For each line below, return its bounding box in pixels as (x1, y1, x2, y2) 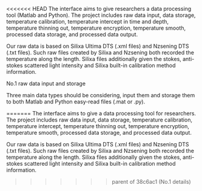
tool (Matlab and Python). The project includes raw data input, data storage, (6, 11, 196, 19)
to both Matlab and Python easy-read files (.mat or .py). (6, 98, 146, 105)
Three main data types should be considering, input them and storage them (6, 92, 195, 99)
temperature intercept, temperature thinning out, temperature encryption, (6, 123, 190, 129)
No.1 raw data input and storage (6, 80, 86, 87)
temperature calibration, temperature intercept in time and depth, (6, 18, 169, 25)
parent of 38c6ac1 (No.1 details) (112, 178, 191, 185)
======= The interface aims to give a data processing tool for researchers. (6, 110, 196, 117)
